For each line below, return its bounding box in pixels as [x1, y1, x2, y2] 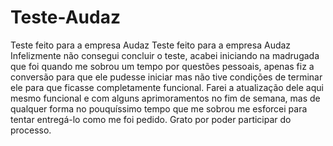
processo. [10, 124, 52, 136]
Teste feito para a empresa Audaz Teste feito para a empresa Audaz [10, 39, 292, 51]
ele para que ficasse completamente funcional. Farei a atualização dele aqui [10, 81, 324, 93]
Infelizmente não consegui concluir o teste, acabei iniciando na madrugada [10, 49, 320, 61]
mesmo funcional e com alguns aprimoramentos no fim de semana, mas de [10, 92, 321, 104]
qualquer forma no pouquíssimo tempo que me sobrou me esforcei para [10, 102, 308, 115]
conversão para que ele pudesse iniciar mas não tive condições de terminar [10, 71, 323, 83]
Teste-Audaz [10, 6, 121, 29]
